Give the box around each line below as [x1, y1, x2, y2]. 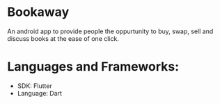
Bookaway [7, 4, 70, 20]
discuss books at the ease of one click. [7, 34, 120, 42]
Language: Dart [17, 89, 63, 97]
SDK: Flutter [17, 81, 52, 90]
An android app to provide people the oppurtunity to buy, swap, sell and [7, 27, 214, 35]
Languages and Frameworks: [7, 59, 180, 75]
